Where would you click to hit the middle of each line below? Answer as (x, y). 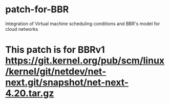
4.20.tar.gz (30, 93)
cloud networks (22, 29)
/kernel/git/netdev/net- (56, 71)
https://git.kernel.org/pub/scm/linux (85, 61)
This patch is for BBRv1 (55, 50)
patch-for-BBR (37, 9)
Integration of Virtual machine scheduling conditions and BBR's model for (83, 24)
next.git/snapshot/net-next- (67, 82)
